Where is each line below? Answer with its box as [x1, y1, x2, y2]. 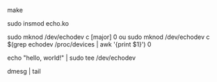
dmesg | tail [7, 67, 41, 75]
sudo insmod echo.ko [7, 19, 70, 27]
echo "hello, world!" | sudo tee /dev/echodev [7, 54, 136, 62]
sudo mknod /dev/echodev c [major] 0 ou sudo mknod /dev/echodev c [7, 33, 210, 41]
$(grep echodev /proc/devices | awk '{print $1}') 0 [7, 40, 152, 48]
